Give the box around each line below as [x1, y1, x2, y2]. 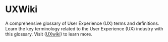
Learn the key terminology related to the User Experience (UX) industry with [5, 25, 163, 31]
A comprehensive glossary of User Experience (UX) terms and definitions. [5, 20, 159, 26]
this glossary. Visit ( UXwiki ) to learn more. [5, 31, 92, 37]
